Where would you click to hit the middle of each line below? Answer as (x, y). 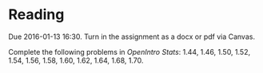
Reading (36, 15)
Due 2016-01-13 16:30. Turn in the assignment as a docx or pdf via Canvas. (132, 36)
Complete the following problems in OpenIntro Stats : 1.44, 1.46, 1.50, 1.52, (129, 52)
